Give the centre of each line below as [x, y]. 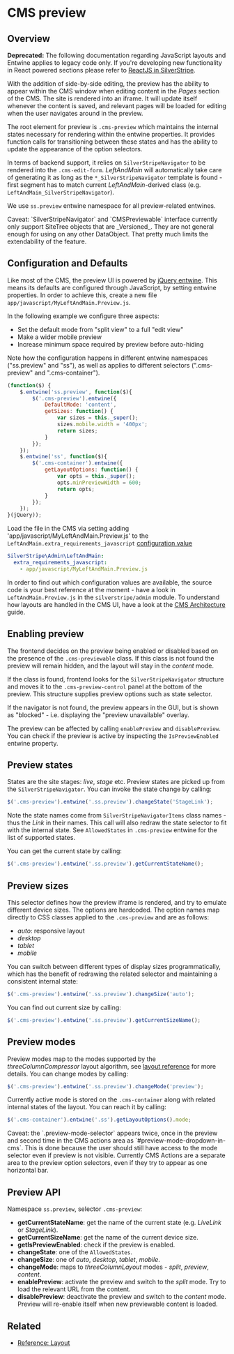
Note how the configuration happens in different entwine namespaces [108, 358]
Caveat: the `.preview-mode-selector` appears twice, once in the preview [112, 1133]
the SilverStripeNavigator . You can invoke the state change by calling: [110, 789]
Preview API [34, 1192]
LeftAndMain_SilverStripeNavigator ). [61, 192]
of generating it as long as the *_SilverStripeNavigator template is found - [115, 177]
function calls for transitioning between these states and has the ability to [112, 142]
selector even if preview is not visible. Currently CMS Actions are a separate [116, 1155]
